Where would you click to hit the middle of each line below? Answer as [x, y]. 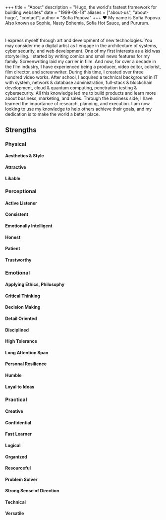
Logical [13, 445]
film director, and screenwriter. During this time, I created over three [74, 72]
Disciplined [17, 330]
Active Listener [21, 203]
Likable [13, 179]
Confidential [18, 422]
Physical [16, 144]
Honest [13, 237]
